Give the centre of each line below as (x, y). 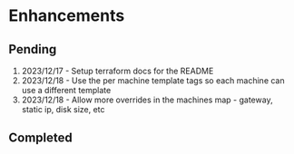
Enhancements (67, 16)
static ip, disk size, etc (63, 109)
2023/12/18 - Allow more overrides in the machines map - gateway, (147, 100)
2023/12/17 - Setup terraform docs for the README (118, 71)
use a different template (66, 90)
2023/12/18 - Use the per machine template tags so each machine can (153, 81)
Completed (41, 138)
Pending (33, 49)
